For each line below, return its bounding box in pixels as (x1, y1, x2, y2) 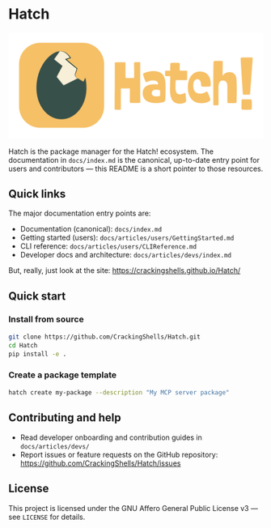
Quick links (8, 187, 66, 201)
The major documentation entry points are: (8, 208, 151, 219)
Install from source (8, 313, 84, 325)
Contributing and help (8, 411, 121, 425)
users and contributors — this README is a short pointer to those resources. (8, 164, 264, 173)
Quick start (8, 289, 66, 303)
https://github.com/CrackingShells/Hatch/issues (19, 458, 181, 468)
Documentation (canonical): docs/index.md (19, 224, 163, 234)
